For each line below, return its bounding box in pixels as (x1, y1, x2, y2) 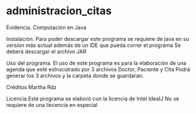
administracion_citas (6, 4, 112, 18)
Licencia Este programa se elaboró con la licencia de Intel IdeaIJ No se (6, 95, 179, 102)
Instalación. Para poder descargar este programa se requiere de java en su (6, 35, 189, 42)
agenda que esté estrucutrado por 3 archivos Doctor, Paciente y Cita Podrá (6, 65, 191, 72)
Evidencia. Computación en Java (6, 24, 87, 31)
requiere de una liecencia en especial (6, 101, 98, 108)
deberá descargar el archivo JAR (6, 47, 87, 55)
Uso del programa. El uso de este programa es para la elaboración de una (6, 59, 187, 66)
